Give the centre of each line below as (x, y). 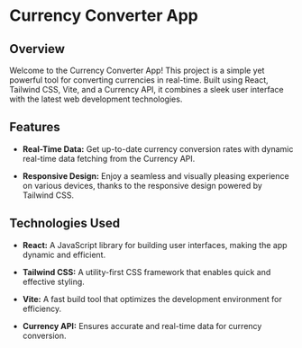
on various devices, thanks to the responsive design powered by (142, 185)
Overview (37, 49)
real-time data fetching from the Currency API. (109, 158)
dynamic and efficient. (64, 254)
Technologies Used (64, 223)
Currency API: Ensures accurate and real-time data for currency (142, 326)
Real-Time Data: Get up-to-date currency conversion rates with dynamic (158, 148)
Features (35, 127)
